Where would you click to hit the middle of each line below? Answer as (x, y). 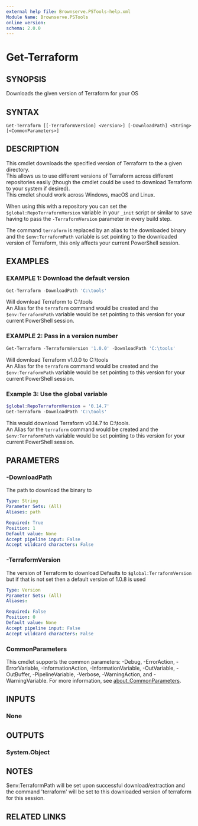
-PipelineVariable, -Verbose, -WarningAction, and (92, 674)
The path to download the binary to (49, 490)
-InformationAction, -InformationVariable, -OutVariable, (108, 668)
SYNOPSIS (26, 79)
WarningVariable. (27, 680)
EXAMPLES (27, 261)
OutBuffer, (19, 674)
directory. (18, 169)
